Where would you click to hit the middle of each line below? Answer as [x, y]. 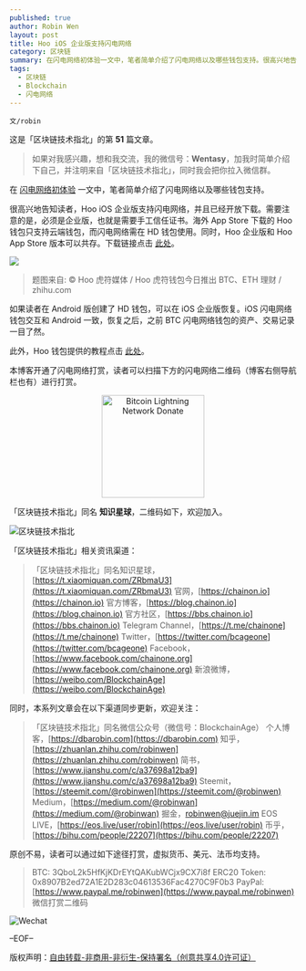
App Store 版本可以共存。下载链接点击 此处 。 [94, 243]
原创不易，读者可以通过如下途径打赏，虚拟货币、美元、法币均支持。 [137, 853]
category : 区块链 [40, 52]
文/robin [25, 121]
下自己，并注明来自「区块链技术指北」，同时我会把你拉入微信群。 [153, 170]
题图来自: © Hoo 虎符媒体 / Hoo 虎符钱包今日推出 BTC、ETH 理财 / [157, 279]
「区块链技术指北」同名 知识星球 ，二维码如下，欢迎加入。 [118, 511]
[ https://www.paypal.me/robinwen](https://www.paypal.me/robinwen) [163, 892]
